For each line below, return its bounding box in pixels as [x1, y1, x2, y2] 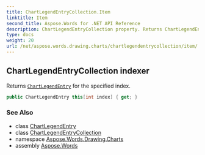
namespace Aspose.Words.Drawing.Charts [15, 135, 124, 143]
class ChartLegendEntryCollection [15, 129, 102, 136]
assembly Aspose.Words [15, 142, 78, 149]
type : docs [6, 32, 34, 38]
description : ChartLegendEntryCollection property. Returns [6, 26, 163, 32]
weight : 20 [6, 37, 34, 43]
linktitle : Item [6, 15, 48, 21]
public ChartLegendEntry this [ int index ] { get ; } [6, 94, 138, 100]
